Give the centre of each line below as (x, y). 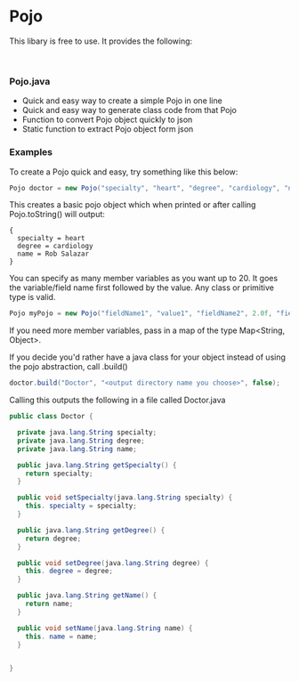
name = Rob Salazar (53, 254)
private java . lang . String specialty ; (87, 433)
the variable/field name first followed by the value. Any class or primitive (141, 288)
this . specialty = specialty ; (81, 506)
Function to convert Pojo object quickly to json (107, 120)
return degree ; (53, 539)
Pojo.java (30, 81)
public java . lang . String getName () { (87, 596)
